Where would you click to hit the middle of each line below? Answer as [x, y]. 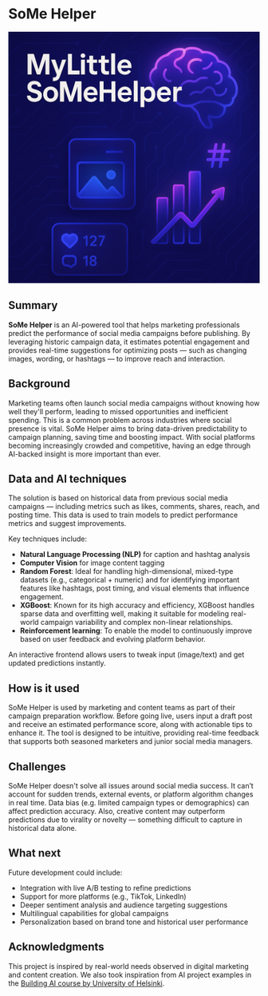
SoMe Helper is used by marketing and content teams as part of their [122, 708]
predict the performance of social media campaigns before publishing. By [130, 333]
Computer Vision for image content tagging [92, 563]
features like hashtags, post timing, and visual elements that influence [134, 588]
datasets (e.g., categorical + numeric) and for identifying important [130, 580]
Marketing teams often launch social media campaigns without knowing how [134, 403]
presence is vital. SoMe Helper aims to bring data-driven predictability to [128, 429]
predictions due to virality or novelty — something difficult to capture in [126, 820]
